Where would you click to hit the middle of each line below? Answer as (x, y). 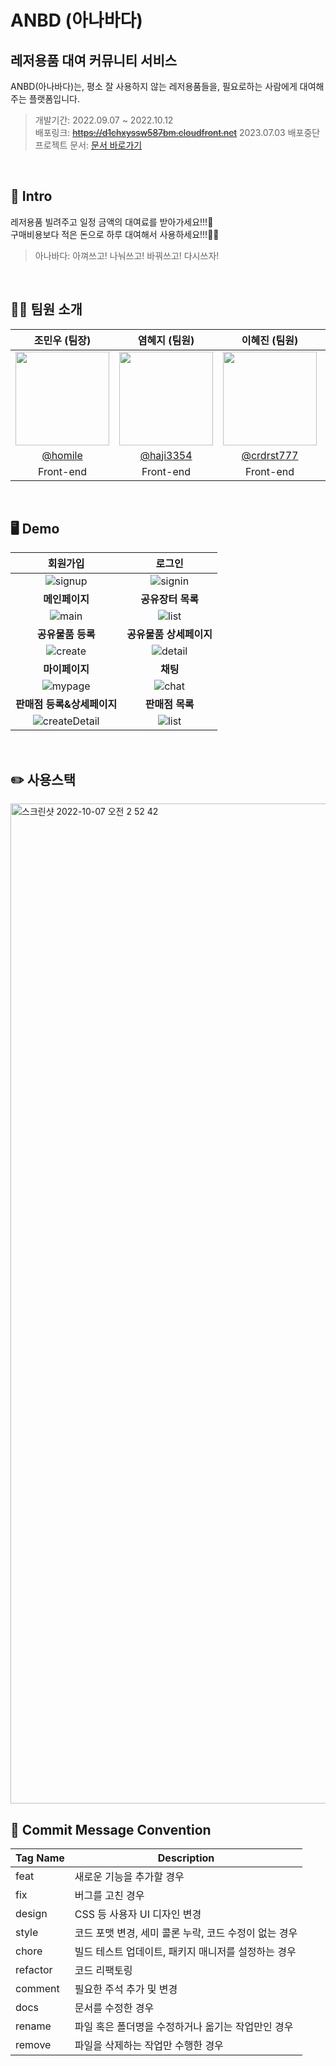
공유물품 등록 (66, 634)
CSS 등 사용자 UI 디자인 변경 (138, 1914)
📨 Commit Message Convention (111, 1829)
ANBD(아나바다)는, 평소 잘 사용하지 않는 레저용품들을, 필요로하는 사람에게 (154, 86)
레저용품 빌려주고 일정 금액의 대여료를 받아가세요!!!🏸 (112, 222)
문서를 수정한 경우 (114, 2008)
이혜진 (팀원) (270, 340)
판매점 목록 (169, 704)
